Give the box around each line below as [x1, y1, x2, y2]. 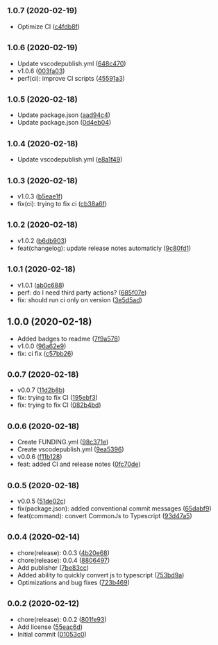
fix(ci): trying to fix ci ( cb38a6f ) [17, 200, 108, 208]
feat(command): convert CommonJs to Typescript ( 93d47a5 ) [17, 511, 192, 520]
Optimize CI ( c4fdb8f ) [17, 22, 81, 31]
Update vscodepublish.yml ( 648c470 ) [17, 59, 126, 68]
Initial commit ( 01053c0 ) [17, 630, 87, 638]
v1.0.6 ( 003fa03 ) [17, 66, 65, 75]
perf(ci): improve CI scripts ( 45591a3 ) [17, 74, 125, 82]
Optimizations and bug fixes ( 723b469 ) [17, 578, 130, 586]
